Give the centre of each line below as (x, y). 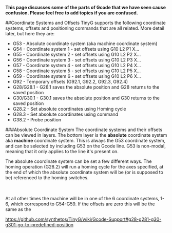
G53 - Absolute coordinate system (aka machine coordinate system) (85, 44)
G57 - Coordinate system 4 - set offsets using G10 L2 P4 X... (77, 65)
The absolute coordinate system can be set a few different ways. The (79, 161)
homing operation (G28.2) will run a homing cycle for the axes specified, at (84, 167)
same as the (18, 209)
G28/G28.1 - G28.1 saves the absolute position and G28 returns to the (86, 87)
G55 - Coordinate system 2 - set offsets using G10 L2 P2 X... (77, 54)
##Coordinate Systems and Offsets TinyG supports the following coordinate (85, 23)
